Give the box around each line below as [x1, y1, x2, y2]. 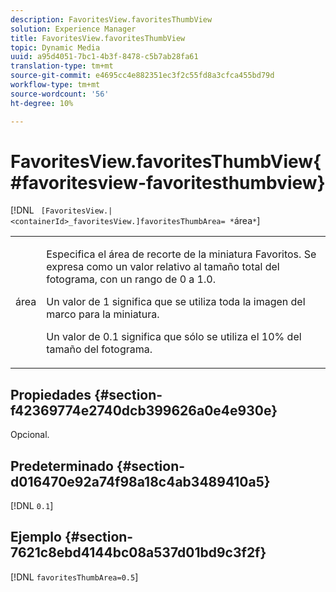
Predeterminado [10, 457, 114, 475]
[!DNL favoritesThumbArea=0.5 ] [10, 571, 139, 583]
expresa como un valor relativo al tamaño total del [46, 260, 280, 274]
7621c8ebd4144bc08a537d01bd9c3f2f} [10, 544, 267, 561]
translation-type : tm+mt [10, 61, 114, 71]
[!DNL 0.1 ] [10, 500, 54, 512]
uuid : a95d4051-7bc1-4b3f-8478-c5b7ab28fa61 [10, 52, 199, 62]
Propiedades [10, 386, 92, 403]
